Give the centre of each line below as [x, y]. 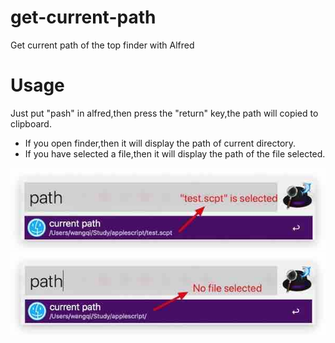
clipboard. [31, 123]
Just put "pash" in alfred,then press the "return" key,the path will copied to [164, 113]
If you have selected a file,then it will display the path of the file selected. [175, 153]
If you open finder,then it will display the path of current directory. [160, 143]
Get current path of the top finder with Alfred [102, 45]
